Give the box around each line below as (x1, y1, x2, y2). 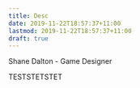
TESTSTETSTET (8, 72, 63, 82)
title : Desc (8, 11, 49, 20)
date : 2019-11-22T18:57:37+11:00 (8, 19, 121, 27)
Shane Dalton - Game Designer (8, 57, 112, 66)
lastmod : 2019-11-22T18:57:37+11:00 (8, 27, 132, 35)
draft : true (8, 34, 49, 43)
